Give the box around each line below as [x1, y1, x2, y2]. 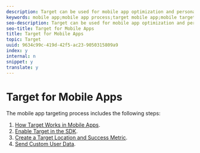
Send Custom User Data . [14, 140, 76, 148]
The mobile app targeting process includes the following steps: [6, 110, 161, 117]
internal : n [6, 53, 36, 59]
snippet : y [6, 59, 33, 65]
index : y [6, 48, 28, 54]
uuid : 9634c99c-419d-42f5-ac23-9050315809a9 [6, 42, 118, 48]
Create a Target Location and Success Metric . [14, 134, 128, 141]
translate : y [6, 64, 39, 71]
